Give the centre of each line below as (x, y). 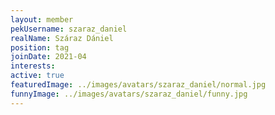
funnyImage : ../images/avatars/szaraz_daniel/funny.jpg (129, 94)
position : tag (40, 47)
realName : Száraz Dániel (62, 38)
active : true (37, 76)
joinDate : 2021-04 (48, 57)
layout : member (42, 19)
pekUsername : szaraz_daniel (69, 29)
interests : (33, 66)
